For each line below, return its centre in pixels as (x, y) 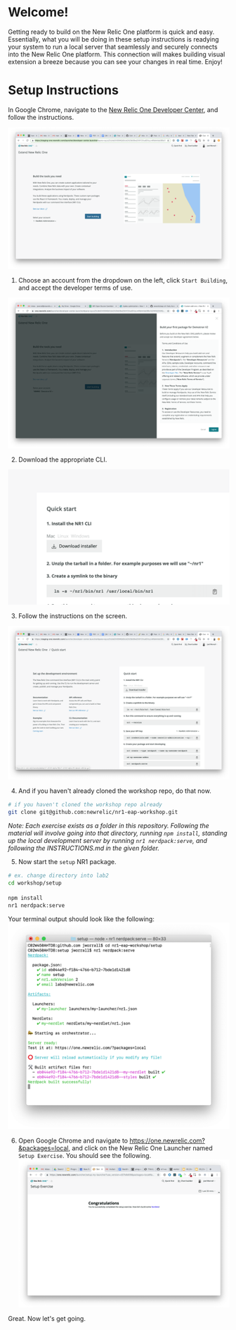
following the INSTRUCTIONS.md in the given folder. (84, 848)
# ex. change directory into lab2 (59, 876)
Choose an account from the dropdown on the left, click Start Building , (123, 280)
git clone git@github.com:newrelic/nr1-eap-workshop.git (93, 812)
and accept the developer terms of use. (75, 288)
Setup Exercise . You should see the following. (85, 1156)
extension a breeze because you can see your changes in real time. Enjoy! (116, 61)
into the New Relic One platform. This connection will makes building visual (117, 54)
